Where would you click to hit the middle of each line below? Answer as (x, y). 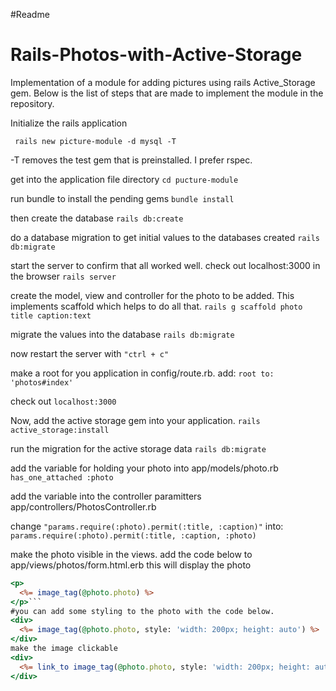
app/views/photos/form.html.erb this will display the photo (131, 565)
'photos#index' (42, 382)
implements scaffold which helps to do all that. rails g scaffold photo (156, 306)
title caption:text (51, 315)
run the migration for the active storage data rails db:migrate (138, 448)
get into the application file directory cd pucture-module (124, 179)
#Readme (30, 14)
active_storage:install (60, 430)
